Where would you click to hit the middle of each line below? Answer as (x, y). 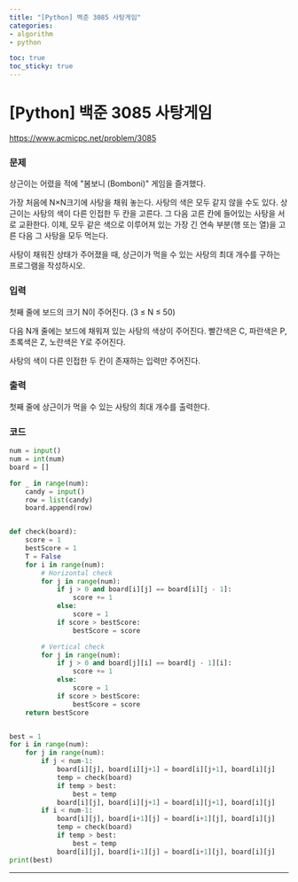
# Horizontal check (77, 573)
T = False (43, 556)
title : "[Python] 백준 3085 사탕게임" (75, 17)
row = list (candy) (59, 500)
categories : (31, 26)
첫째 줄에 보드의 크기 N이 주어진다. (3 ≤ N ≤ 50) (92, 312)
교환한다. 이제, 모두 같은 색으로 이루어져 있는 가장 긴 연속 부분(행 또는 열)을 (147, 225)
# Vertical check (73, 647)
